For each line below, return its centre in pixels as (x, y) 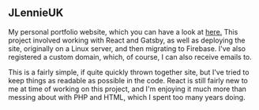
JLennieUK (36, 13)
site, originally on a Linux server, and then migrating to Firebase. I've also (127, 48)
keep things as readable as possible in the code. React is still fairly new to (128, 80)
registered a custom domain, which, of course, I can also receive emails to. (130, 57)
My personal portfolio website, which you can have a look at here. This (123, 31)
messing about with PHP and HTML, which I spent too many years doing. (127, 97)
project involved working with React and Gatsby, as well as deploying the (127, 40)
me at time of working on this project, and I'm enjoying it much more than (128, 89)
